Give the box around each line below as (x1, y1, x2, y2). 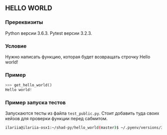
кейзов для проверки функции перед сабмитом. (5, 116, 108, 122)
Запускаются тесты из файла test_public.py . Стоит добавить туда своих (5, 110, 160, 116)
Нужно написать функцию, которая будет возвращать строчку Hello (5, 54, 151, 60)
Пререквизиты (5, 19, 43, 26)
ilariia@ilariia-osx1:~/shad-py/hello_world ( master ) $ (5, 125, 119, 131)
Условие (5, 42, 27, 49)
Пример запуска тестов (5, 99, 66, 106)
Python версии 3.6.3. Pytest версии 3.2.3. (5, 30, 92, 36)
